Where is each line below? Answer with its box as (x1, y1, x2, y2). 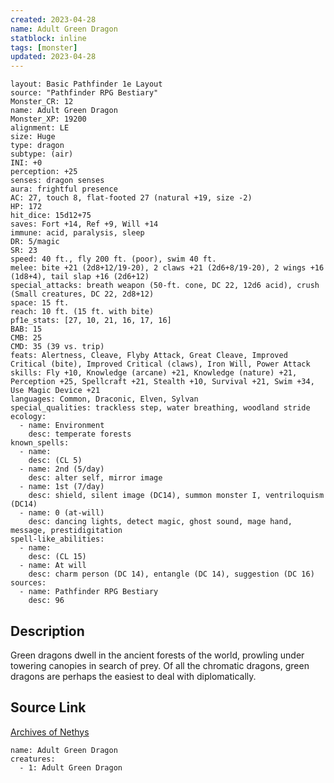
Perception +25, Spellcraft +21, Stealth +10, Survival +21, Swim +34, (10, 377, 315, 387)
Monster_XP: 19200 (10, 114, 87, 125)
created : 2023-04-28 (10, 14, 97, 25)
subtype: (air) (10, 149, 74, 160)
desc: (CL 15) (28, 552, 87, 562)
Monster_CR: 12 (10, 97, 74, 107)
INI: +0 (10, 158, 43, 168)
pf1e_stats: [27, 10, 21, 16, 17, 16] (10, 316, 172, 326)
